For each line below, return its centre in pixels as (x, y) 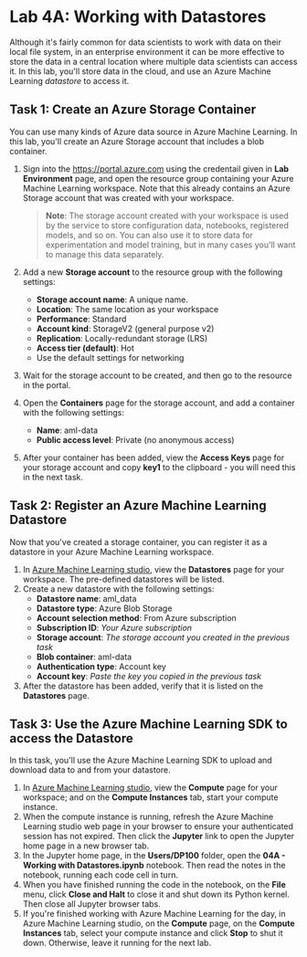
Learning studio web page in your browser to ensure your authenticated (158, 826)
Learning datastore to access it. (69, 80)
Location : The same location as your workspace (127, 309)
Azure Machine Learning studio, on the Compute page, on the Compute (159, 923)
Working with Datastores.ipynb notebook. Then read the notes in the (154, 866)
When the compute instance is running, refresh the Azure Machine (148, 817)
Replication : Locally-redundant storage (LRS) (122, 338)
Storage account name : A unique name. (112, 300)
